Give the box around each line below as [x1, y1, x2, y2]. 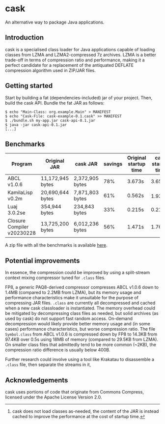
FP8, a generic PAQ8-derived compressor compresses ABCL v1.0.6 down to [5, 284, 159, 290]
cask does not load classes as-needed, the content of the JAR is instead [12, 408, 159, 414]
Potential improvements [5, 256, 80, 265]
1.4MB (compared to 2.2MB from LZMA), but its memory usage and [5, 289, 141, 295]
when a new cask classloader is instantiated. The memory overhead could [5, 305, 156, 311]
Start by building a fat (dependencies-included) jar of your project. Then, [5, 94, 153, 101]
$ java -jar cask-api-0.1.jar [5, 122, 67, 127]
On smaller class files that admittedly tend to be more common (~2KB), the [5, 342, 156, 348]
